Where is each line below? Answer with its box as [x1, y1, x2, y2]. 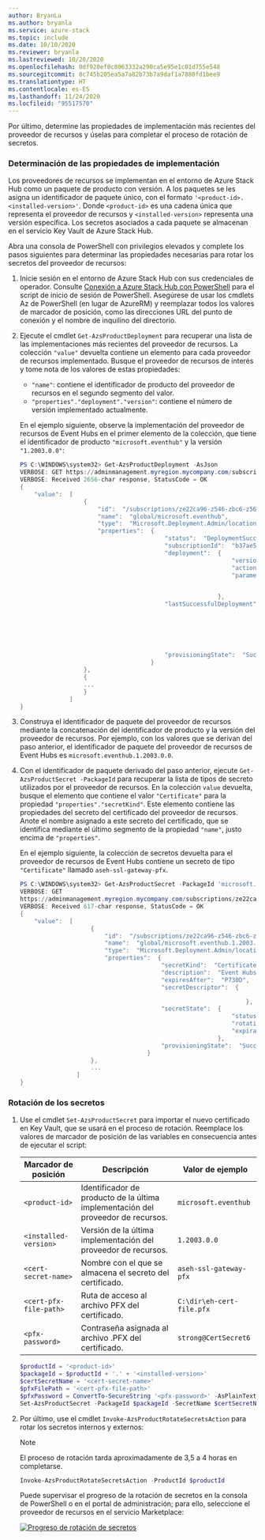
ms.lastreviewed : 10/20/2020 [8, 56, 104, 64]
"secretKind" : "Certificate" [161, 961, 260, 969]
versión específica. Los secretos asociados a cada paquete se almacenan [8, 218, 248, 228]
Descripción [102, 1164, 149, 1175]
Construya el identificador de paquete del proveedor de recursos [19, 717, 231, 727]
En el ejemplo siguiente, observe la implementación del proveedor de [19, 421, 244, 430]
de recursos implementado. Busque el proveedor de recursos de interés [19, 357, 254, 366]
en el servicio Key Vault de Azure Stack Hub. [8, 226, 154, 236]
